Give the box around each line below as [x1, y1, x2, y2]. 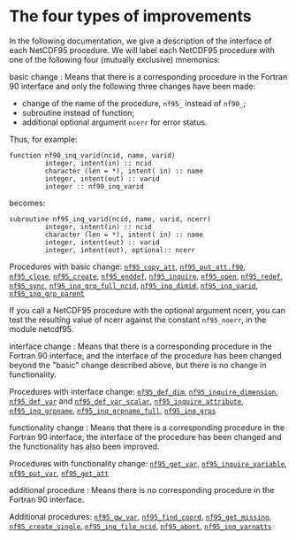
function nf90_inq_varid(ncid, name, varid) [9, 150, 176, 160]
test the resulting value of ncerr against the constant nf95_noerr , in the [9, 314, 267, 325]
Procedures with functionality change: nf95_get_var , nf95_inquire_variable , [9, 458, 287, 468]
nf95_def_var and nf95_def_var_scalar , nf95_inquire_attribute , [9, 396, 245, 406]
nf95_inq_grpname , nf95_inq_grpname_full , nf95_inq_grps [9, 405, 216, 415]
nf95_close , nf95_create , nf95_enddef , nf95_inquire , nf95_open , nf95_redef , [9, 270, 283, 281]
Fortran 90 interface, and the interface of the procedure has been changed [9, 350, 282, 360]
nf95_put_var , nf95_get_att [9, 467, 109, 478]
